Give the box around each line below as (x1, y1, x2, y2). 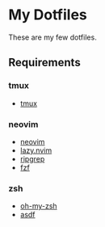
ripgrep (19, 153, 45, 163)
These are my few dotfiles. (8, 32, 97, 42)
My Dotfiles (8, 6, 87, 24)
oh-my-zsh (19, 201, 58, 211)
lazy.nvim (19, 145, 52, 155)
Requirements (8, 56, 81, 69)
